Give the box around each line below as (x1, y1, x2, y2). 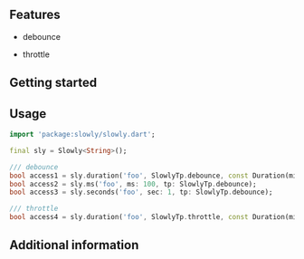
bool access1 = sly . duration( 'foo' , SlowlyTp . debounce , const (9, 171, 249, 180)
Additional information (9, 237, 139, 253)
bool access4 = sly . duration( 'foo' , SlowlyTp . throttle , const (9, 213, 249, 222)
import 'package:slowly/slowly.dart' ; (9, 130, 156, 139)
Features (9, 7, 61, 23)
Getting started (9, 75, 98, 91)
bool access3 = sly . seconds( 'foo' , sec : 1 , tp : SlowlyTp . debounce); (9, 187, 273, 197)
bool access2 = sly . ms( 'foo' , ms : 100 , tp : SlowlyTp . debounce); (9, 179, 257, 188)
